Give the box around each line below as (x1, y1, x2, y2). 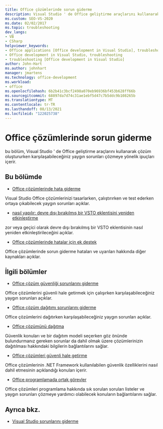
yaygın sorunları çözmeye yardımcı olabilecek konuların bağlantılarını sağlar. (5, 392, 157, 397)
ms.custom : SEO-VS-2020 (5, 16, 53, 21)
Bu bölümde (5, 173, 42, 181)
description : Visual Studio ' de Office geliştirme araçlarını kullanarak (5, 12, 160, 17)
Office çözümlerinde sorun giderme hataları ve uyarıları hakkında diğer (5, 248, 147, 254)
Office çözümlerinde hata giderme (12, 186, 81, 191)
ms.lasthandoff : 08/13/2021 (5, 107, 62, 112)
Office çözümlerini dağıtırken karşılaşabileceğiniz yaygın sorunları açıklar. (5, 314, 152, 320)
